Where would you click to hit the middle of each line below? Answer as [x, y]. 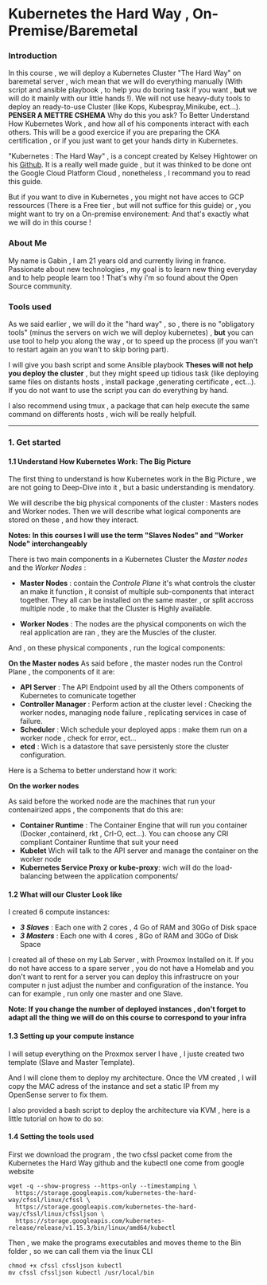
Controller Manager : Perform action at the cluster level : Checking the [136, 704]
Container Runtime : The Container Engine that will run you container [133, 825]
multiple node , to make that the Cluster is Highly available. [116, 609]
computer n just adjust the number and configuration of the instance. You [128, 985]
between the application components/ [116, 876]
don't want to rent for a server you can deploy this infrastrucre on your [124, 977]
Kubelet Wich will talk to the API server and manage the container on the [139, 851]
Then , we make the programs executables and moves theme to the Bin [125, 1242]
